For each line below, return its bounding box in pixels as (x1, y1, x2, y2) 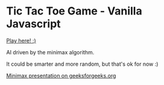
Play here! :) (6, 37, 36, 44)
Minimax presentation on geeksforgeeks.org (6, 72, 116, 79)
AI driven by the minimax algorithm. (6, 48, 95, 55)
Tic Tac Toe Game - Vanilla (6, 4, 143, 18)
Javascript (6, 17, 61, 31)
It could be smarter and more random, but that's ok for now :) (6, 60, 159, 68)
